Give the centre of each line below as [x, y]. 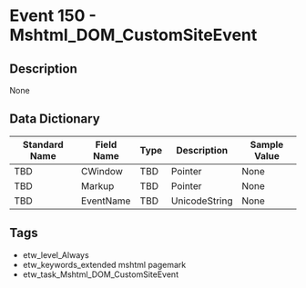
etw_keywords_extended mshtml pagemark [104, 264]
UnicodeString [202, 201]
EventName [106, 201]
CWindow [102, 171]
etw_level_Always [56, 254]
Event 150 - [53, 16]
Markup [97, 185]
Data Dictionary [55, 119]
